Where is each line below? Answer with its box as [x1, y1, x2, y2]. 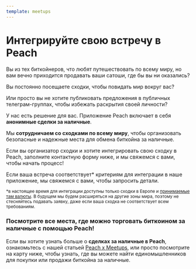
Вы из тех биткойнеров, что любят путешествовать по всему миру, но [6, 65, 182, 73]
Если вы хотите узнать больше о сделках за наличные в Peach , [6, 237, 167, 244]
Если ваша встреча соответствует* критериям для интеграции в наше [6, 171, 183, 178]
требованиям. [6, 204, 36, 209]
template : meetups [6, 8, 51, 15]
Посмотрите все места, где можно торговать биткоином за [6, 217, 185, 225]
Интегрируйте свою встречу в [6, 33, 161, 47]
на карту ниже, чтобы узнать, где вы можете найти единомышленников [6, 250, 186, 257]
